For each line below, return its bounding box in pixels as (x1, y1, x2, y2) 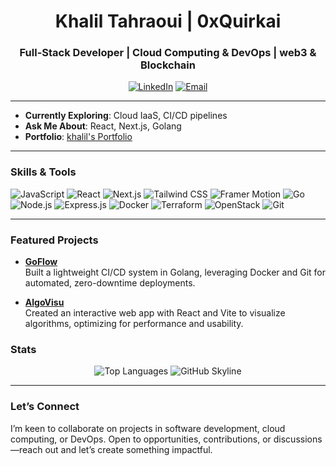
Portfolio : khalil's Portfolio (24, 131, 133, 143)
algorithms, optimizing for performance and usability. (24, 318, 244, 330)
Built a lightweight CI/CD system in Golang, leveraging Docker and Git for (24, 266, 326, 279)
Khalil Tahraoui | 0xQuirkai (54, 10, 282, 33)
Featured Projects (10, 233, 99, 247)
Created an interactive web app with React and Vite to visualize (24, 307, 286, 319)
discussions (273, 433, 323, 445)
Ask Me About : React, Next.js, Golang (24, 120, 182, 132)
